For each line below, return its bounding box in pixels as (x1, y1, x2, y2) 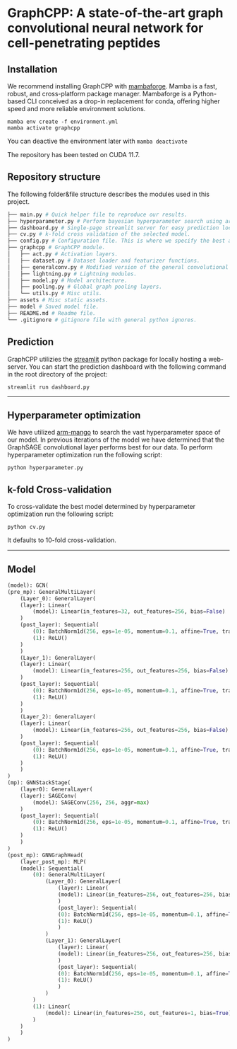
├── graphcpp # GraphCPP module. (7, 244, 106, 251)
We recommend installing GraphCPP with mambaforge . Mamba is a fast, (7, 82, 217, 90)
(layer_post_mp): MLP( (20, 858, 87, 865)
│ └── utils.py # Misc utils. (7, 290, 102, 297)
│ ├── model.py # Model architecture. (7, 277, 128, 284)
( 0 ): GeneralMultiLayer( (32, 871, 106, 878)
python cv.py (7, 524, 46, 531)
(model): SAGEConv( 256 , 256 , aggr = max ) (32, 798, 150, 806)
